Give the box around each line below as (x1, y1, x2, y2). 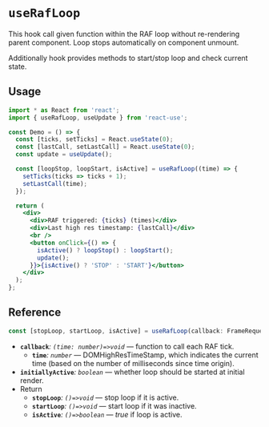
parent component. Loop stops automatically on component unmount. (8, 38, 239, 47)
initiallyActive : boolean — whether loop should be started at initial (19, 367, 246, 377)
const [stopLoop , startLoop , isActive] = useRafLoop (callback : (8, 327, 224, 335)
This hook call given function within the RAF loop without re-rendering (8, 29, 240, 38)
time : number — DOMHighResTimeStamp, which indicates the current (31, 350, 259, 360)
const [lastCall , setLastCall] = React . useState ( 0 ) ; (15, 143, 195, 151)
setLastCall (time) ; (22, 179, 88, 187)
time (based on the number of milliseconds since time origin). (31, 358, 235, 368)
